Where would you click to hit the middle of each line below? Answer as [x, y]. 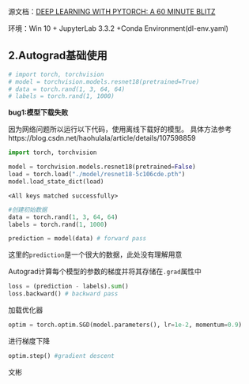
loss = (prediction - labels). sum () [68, 287]
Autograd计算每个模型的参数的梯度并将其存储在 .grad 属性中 [105, 272]
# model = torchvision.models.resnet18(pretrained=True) [104, 81]
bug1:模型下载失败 [38, 112]
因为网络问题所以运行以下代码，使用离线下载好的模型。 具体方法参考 [120, 130]
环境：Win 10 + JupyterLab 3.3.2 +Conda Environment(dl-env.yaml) [119, 28]
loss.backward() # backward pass [63, 294]
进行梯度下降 [29, 341]
